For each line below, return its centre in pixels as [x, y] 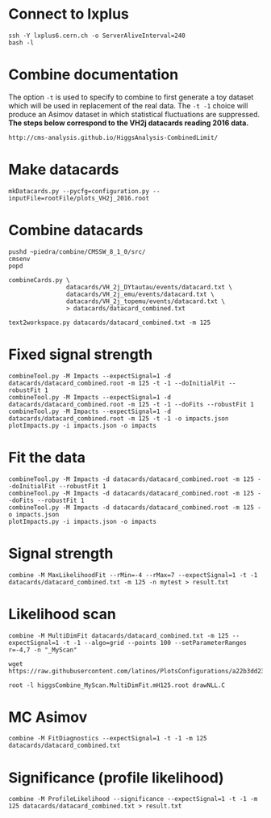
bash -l [21, 42]
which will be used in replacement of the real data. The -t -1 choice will [128, 105]
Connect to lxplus [69, 14]
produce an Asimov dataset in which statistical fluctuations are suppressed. [134, 114]
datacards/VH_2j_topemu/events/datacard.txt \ [146, 301]
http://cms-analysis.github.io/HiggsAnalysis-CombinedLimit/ [113, 137]
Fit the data [47, 457]
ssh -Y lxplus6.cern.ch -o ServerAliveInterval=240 [97, 36]
